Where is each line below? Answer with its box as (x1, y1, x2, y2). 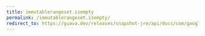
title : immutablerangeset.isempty (6, 9, 95, 15)
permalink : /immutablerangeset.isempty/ (6, 15, 111, 21)
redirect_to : (6, 20, 40, 26)
